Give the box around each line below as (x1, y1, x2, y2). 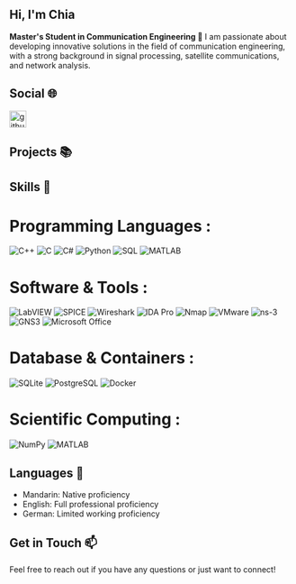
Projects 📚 (9, 144, 73, 160)
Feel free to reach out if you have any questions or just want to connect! (9, 563, 276, 575)
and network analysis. (9, 59, 92, 70)
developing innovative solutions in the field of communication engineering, (9, 41, 286, 51)
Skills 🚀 (9, 179, 51, 195)
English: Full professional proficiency (22, 498, 159, 509)
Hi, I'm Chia (9, 7, 76, 23)
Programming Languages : (9, 215, 211, 236)
